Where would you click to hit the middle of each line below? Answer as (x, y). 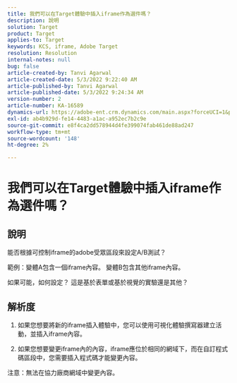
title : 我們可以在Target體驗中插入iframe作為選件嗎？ (79, 14)
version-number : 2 (34, 99)
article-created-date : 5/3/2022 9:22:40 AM (72, 79)
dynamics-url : (28, 112)
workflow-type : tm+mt (39, 132)
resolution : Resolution (42, 54)
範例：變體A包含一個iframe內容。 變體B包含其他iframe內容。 (96, 267)
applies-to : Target (36, 40)
